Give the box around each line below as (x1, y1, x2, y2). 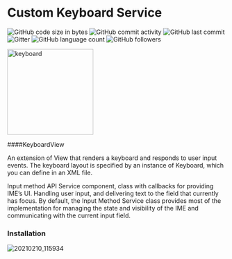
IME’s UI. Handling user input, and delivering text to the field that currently (7, 189, 219, 197)
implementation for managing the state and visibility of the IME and (7, 204, 199, 212)
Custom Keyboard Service (7, 5, 163, 21)
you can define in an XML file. (7, 168, 92, 177)
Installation (7, 229, 47, 238)
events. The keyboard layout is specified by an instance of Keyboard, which (7, 161, 224, 169)
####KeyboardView (7, 140, 65, 148)
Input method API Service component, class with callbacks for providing (7, 181, 214, 190)
